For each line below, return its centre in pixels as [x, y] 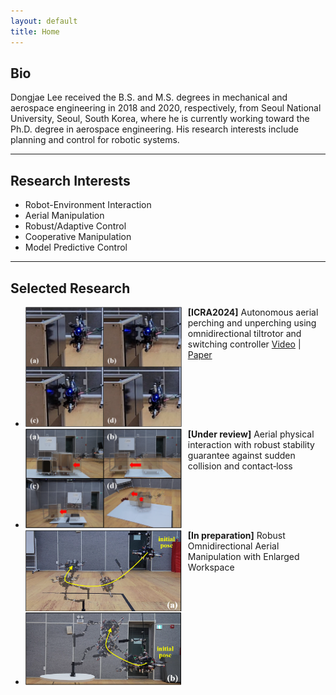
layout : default [44, 21]
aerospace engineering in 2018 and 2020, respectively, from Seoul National [166, 108]
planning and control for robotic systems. [95, 140]
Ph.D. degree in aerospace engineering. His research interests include [154, 129]
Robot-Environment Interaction [88, 205]
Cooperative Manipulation [78, 237]
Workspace [211, 567]
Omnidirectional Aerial [233, 546]
